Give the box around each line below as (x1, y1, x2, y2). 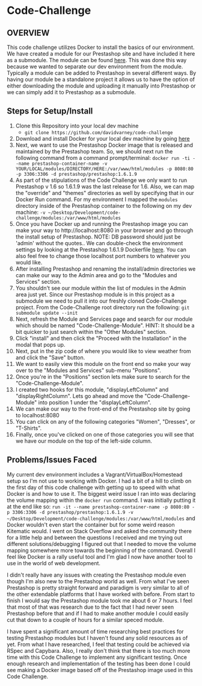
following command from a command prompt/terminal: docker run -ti (15, 154, 191, 161)
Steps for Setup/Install (7, 106, 93, 117)
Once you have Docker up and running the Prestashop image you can (15, 220, 188, 227)
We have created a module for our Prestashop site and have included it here (7, 50, 195, 57)
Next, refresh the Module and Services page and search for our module (15, 315, 193, 322)
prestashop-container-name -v (31, 161, 108, 167)
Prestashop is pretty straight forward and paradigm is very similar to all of (7, 584, 189, 591)
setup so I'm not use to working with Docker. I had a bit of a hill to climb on (7, 477, 192, 484)
